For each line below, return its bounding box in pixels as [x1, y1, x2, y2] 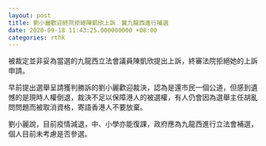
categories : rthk [8, 33, 66, 42]
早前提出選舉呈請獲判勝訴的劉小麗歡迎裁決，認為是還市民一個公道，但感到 [8, 83, 251, 92]
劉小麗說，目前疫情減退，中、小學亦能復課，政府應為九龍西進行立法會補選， [8, 119, 258, 129]
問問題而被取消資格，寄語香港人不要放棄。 [8, 103, 147, 112]
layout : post [8, 11, 51, 20]
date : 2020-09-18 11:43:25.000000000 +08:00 [8, 26, 158, 34]
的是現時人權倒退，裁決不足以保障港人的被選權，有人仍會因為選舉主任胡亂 [14, 92, 258, 103]
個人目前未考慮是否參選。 [8, 129, 92, 139]
